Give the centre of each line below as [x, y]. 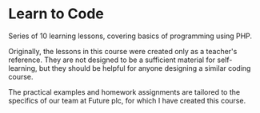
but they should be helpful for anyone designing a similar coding [145, 68]
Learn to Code [56, 14]
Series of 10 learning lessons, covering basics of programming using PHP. [130, 36]
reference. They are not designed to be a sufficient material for [112, 60]
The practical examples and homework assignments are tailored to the [124, 92]
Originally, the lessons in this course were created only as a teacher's [123, 51]
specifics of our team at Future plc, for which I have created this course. [127, 100]
